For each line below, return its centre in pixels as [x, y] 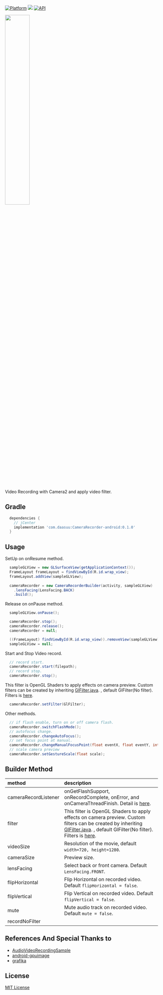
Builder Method [29, 769]
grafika [19, 960]
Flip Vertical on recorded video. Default [109, 893]
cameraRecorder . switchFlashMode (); [45, 727]
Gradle [15, 507]
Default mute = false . [89, 913]
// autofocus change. [31, 731]
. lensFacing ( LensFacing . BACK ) [44, 590]
